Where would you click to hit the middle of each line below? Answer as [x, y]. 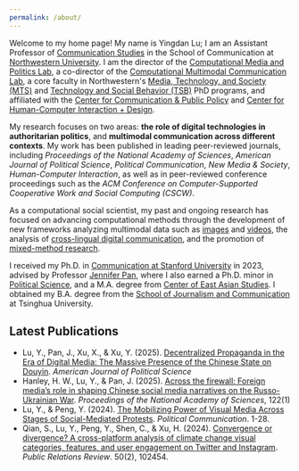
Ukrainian [40, 400]
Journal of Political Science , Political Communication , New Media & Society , [150, 164]
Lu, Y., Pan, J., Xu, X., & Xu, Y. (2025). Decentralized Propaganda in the [154, 352]
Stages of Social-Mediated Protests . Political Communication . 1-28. [146, 419]
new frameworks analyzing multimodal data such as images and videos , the [149, 229]
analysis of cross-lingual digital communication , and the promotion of [137, 238]
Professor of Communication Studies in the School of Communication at [141, 52]
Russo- [267, 391]
